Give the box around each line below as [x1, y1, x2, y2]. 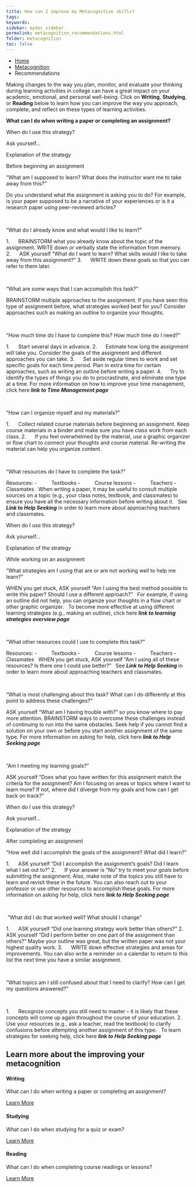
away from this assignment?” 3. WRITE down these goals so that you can [6, 256, 190, 263]
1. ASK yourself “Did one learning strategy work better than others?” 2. [6, 925, 184, 932]
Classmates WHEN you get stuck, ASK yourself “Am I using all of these [6, 655, 180, 662]
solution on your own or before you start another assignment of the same [6, 727, 183, 734]
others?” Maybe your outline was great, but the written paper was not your [6, 937, 186, 944]
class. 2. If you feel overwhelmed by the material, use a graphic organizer [6, 433, 190, 440]
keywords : [6, 19, 30, 25]
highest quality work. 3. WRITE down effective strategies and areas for [6, 944, 183, 951]
